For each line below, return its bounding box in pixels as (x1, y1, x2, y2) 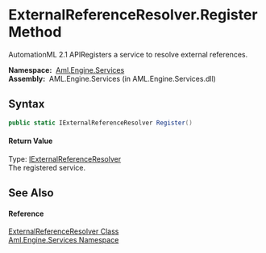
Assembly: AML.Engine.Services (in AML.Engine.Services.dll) (8, 74, 216, 83)
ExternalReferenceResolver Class (8, 226, 119, 236)
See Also (8, 186, 54, 200)
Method (8, 23, 62, 41)
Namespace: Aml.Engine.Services (8, 65, 125, 74)
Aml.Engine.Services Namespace (8, 235, 119, 245)
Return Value (8, 136, 53, 146)
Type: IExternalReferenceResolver (8, 154, 122, 163)
